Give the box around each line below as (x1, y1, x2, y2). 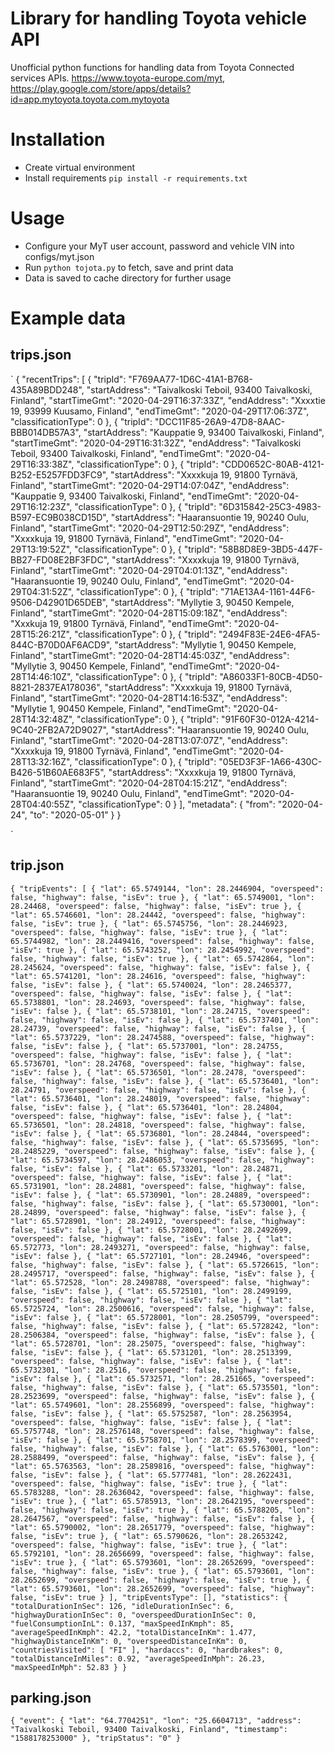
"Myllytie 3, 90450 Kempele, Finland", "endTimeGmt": (10, 660, 233, 672)
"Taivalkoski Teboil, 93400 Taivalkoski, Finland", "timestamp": (10, 1725, 288, 1735)
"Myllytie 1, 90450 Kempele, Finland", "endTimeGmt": (10, 702, 232, 714)
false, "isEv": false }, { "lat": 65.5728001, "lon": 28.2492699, (10, 1225, 293, 1235)
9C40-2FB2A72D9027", (10, 723, 109, 736)
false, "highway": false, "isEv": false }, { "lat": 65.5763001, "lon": (10, 1443, 320, 1454)
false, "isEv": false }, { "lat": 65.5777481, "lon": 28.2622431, (10, 1470, 293, 1480)
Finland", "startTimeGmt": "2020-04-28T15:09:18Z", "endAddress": (10, 607, 288, 619)
